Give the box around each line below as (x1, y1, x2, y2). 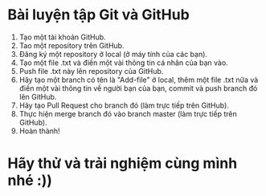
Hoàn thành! (18, 126, 61, 136)
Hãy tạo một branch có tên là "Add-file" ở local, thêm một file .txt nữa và (18, 75, 259, 84)
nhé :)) (7, 171, 53, 190)
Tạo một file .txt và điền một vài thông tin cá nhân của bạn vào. (18, 58, 228, 67)
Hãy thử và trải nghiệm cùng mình (7, 154, 238, 173)
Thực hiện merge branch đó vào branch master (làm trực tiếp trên (18, 108, 238, 118)
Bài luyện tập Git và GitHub (7, 6, 190, 24)
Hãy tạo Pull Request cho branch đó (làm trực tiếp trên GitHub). (18, 100, 230, 110)
